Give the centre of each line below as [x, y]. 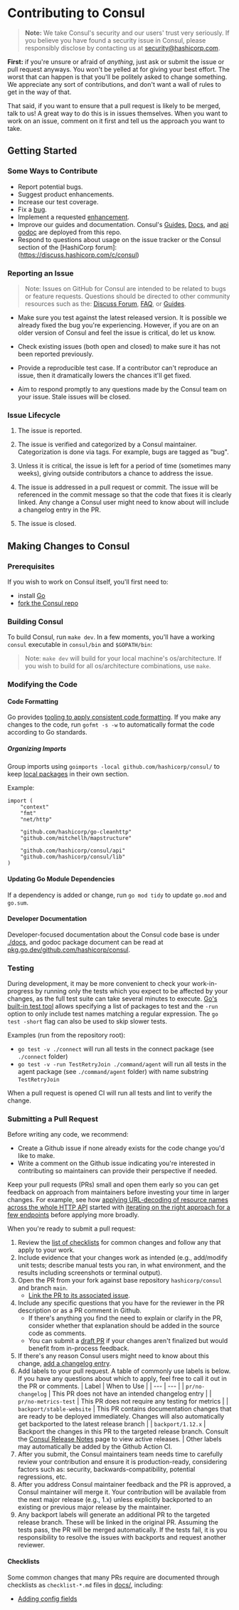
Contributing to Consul [76, 13]
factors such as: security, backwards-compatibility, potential [106, 1469]
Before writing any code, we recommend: [68, 1135]
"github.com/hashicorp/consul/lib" [73, 857]
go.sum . [18, 903]
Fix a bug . [32, 209]
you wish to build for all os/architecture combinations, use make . [118, 666]
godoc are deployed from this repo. [70, 232]
